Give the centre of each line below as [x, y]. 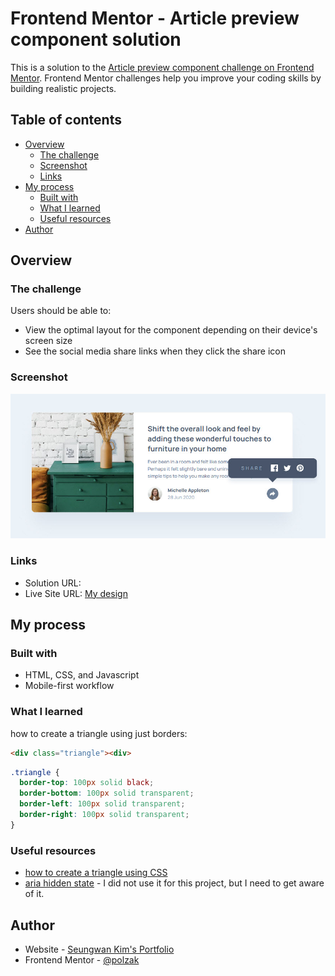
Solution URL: [53, 583]
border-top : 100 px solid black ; [87, 783]
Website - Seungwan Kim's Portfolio [99, 949]
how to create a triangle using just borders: [99, 733]
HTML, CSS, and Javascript [82, 675]
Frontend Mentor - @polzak [82, 959]
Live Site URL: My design [76, 593]
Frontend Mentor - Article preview [155, 18]
